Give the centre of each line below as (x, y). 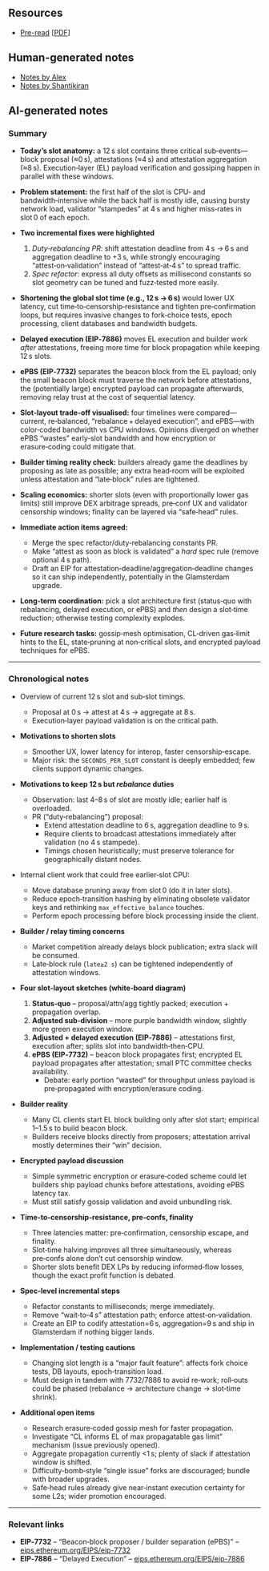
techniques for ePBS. (55, 651)
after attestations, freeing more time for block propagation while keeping (140, 348)
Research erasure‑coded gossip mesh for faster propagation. (132, 1428)
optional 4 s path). (62, 560)
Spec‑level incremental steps (70, 1291)
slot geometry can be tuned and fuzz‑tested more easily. (125, 283)
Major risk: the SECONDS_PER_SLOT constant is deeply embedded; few (143, 759)
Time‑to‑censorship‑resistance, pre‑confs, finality (106, 1217)
